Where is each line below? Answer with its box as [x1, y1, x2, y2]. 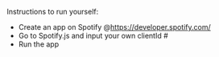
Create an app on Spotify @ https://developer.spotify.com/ [18, 22, 211, 31]
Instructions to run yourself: [6, 7, 99, 16]
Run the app [18, 39, 60, 49]
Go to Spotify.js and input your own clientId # [18, 31, 169, 40]
